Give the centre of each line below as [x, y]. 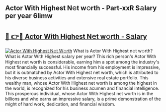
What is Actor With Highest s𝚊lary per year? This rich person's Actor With [81, 56]
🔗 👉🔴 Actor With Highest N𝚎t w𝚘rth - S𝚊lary [76, 36]
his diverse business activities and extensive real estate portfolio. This [77, 78]
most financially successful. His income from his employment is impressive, [83, 67]
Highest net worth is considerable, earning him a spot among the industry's [83, 62]
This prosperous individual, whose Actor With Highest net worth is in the [79, 93]
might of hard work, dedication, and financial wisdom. [60, 104]
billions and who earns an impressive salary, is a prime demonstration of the [83, 99]
